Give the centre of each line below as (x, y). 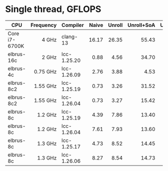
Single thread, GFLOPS (53, 9)
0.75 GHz (45, 71)
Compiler (73, 25)
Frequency (44, 25)
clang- (70, 36)
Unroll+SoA (141, 25)
